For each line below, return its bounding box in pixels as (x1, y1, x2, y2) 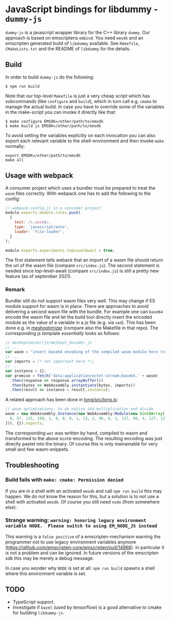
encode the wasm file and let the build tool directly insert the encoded (5, 314, 153, 320)
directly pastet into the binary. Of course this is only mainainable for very (5, 441, 158, 447)
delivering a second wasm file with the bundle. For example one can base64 (5, 308, 163, 315)
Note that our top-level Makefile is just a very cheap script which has (5, 93, 150, 99)
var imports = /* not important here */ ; (5, 359, 95, 364)
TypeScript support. (12, 599, 55, 605)
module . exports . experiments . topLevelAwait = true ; (5, 248, 115, 253)
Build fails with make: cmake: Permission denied (5, 476, 124, 483)
